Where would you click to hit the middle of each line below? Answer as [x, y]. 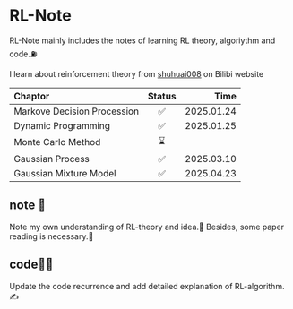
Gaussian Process [52, 159]
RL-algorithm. [259, 286]
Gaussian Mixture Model [65, 173]
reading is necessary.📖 [52, 236]
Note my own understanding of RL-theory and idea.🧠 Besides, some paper [147, 227]
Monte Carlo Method [57, 142]
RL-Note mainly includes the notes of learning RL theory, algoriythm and [142, 40]
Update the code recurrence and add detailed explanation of [121, 286]
